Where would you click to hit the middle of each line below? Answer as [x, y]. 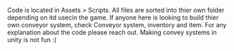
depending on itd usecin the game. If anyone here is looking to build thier [113, 17]
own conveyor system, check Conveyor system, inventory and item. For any [117, 25]
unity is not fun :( [32, 40]
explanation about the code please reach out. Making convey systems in [112, 32]
